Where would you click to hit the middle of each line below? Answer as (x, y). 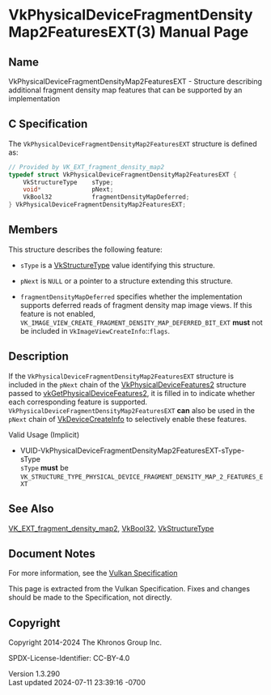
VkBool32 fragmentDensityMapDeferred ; (106, 197)
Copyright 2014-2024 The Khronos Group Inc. (85, 642)
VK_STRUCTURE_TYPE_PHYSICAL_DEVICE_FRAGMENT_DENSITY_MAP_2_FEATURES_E (142, 477)
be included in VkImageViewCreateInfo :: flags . (95, 330)
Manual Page (204, 32)
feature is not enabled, (57, 313)
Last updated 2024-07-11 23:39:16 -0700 (77, 683)
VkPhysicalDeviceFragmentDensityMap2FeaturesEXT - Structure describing (135, 81)
